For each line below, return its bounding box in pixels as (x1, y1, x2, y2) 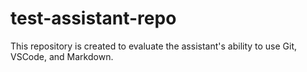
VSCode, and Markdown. (10, 50, 114, 62)
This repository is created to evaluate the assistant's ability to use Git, (10, 40, 298, 52)
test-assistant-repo (10, 7, 177, 30)
